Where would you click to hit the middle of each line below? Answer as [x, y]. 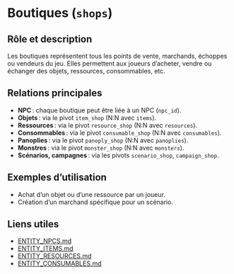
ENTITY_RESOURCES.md [54, 256]
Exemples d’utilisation [57, 178]
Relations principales [55, 93]
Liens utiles [33, 224]
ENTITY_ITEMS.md [45, 249]
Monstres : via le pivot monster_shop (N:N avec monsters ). [101, 148]
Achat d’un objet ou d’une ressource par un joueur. [92, 194]
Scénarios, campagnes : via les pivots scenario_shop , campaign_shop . [118, 155]
